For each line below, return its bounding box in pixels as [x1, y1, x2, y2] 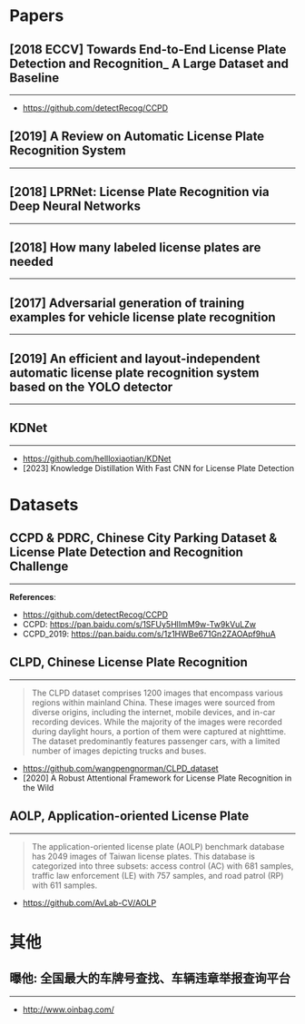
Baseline [9, 70, 60, 85]
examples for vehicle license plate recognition [9, 310, 276, 325]
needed [9, 254, 54, 270]
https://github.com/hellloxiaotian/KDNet [22, 453, 172, 464]
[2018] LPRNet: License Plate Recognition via [9, 184, 270, 200]
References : [9, 591, 56, 602]
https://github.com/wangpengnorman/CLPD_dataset [22, 763, 220, 773]
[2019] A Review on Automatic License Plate [9, 129, 265, 144]
